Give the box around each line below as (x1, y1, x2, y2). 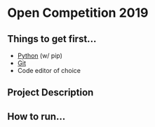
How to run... (7, 110, 66, 122)
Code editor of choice (17, 67, 81, 74)
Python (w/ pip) (17, 51, 63, 60)
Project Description (7, 86, 94, 99)
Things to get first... (7, 33, 97, 45)
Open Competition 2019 (7, 5, 149, 21)
